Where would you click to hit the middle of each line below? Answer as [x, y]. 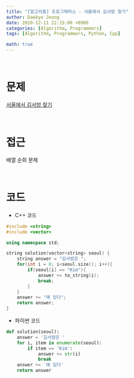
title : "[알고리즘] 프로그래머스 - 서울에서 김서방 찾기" [67, 12]
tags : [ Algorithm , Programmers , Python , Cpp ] [63, 34]
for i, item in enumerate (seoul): [59, 343]
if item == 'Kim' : [50, 348]
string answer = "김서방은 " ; [52, 259]
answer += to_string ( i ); [68, 275]
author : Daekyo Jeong [33, 17]
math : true [20, 45]
